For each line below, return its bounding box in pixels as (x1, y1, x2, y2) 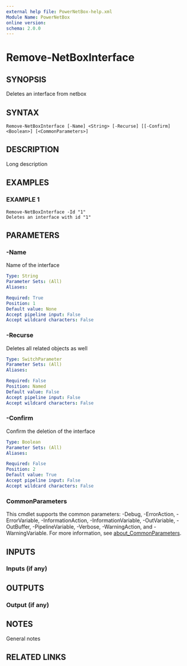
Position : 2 (6, 466, 36, 473)
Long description (6, 160, 48, 167)
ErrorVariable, (6, 517, 40, 524)
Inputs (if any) (6, 564, 47, 573)
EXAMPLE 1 (6, 196, 40, 204)
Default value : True (6, 472, 57, 478)
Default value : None (6, 306, 57, 312)
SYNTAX (6, 108, 40, 118)
